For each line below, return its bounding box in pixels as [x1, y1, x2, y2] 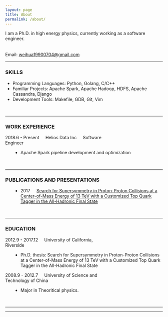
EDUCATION [5, 225, 36, 232]
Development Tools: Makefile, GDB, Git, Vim [12, 96, 103, 102]
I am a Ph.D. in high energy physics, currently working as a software [5, 31, 145, 37]
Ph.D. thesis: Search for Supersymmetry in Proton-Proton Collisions [20, 251, 160, 258]
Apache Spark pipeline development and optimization [20, 149, 131, 155]
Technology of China [5, 277, 48, 283]
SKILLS [5, 69, 23, 76]
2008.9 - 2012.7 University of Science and [5, 272, 97, 278]
